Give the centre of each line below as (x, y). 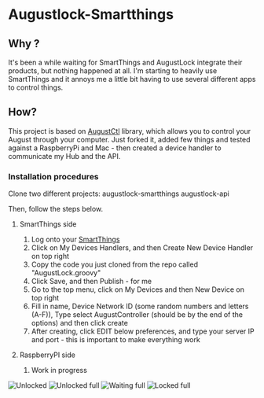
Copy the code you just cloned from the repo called (115, 264)
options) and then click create (79, 323)
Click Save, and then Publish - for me (91, 282)
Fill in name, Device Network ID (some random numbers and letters (140, 306)
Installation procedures (54, 176)
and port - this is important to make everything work (115, 340)
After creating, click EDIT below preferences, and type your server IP (143, 331)
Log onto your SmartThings (75, 240)
